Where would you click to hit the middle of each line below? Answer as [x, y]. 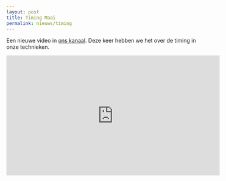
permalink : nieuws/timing [39, 23]
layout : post [23, 12]
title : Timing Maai [31, 18]
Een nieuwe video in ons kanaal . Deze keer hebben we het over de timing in [101, 41]
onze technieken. [28, 47]
